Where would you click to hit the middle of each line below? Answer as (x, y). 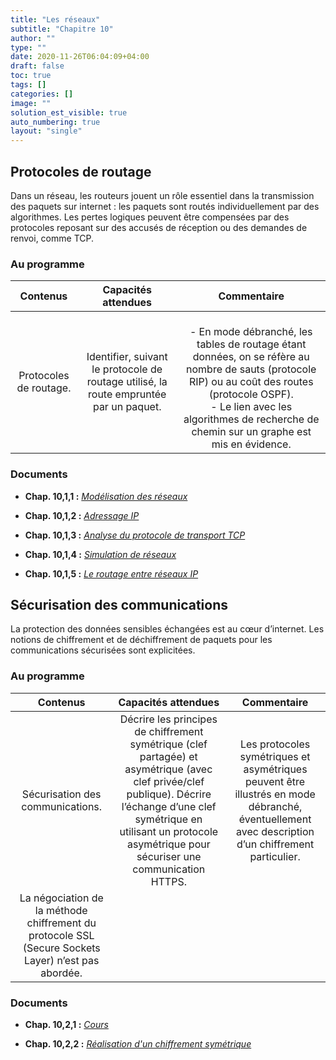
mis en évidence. (251, 444)
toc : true (31, 76)
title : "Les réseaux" (55, 19)
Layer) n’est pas (62, 960)
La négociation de (61, 898)
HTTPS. (168, 881)
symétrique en (168, 819)
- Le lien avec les (251, 407)
